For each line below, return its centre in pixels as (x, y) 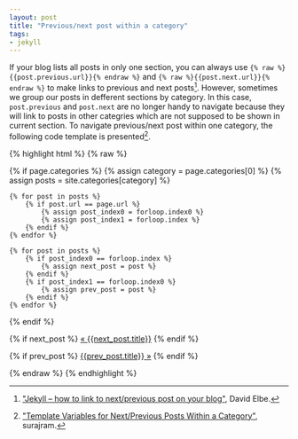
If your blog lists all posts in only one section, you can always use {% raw (142, 67)
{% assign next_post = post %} (99, 266)
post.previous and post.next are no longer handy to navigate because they (147, 106)
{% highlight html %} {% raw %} (68, 153)
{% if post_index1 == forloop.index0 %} (101, 282)
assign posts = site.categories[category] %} (90, 180)
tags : (19, 34)
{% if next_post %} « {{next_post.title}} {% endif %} (104, 339)
